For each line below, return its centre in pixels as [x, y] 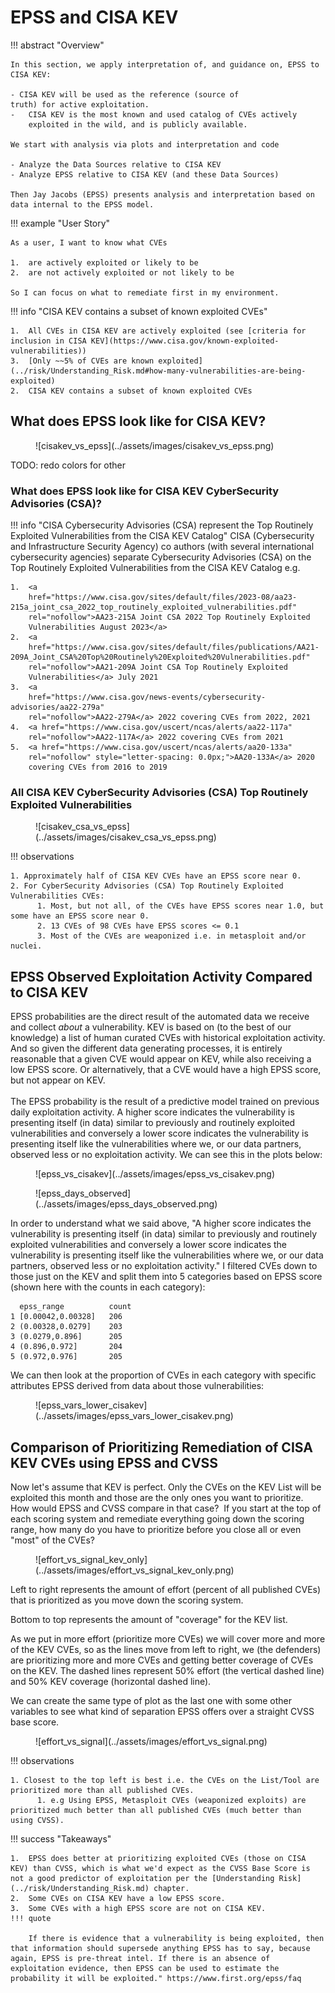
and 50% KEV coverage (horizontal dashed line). [111, 1681]
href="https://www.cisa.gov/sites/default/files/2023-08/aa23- [163, 597]
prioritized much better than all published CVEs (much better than [156, 1810]
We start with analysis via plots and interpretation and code [145, 144]
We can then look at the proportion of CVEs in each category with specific [163, 1375]
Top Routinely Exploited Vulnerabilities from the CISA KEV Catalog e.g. [155, 568]
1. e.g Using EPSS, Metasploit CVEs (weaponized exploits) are [171, 1800]
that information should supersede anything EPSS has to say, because [160, 1948]
